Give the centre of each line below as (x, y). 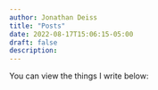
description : (33, 51)
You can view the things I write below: (79, 76)
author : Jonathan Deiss (54, 17)
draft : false (33, 42)
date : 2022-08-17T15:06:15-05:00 (71, 34)
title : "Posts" (37, 26)
